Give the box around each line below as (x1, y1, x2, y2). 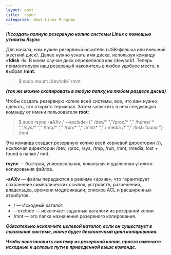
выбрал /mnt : (6, 68, 35, 74)
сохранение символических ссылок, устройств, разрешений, (6, 182, 142, 188)
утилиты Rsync (6, 36, 41, 43)
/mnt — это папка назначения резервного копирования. (13, 213, 137, 220)
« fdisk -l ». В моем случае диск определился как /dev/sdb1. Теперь (6, 57, 153, 64)
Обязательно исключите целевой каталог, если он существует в (6, 223, 153, 229)
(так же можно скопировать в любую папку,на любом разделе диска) (6, 88, 166, 94)
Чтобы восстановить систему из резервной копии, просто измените (6, 239, 161, 245)
